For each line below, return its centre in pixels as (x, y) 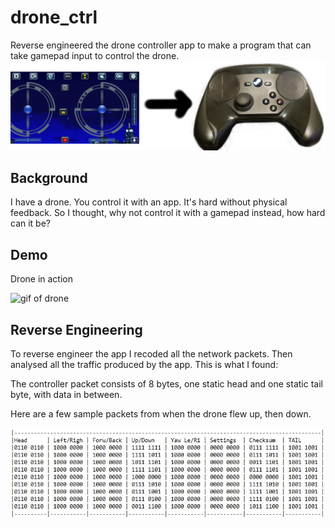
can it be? (31, 223)
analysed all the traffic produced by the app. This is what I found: (144, 365)
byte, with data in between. (66, 395)
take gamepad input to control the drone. (95, 55)
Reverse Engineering (76, 329)
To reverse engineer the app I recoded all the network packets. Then (151, 354)
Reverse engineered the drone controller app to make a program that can (161, 45)
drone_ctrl (54, 17)
